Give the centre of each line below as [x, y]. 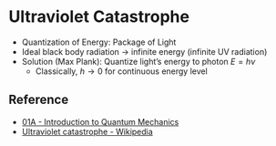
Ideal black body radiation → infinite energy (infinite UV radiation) [144, 51]
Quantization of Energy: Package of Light [99, 42]
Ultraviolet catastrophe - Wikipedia [87, 131]
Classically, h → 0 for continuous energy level [122, 71]
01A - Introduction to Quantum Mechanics [100, 121]
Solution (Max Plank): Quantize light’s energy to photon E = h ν [138, 61]
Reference [39, 100]
